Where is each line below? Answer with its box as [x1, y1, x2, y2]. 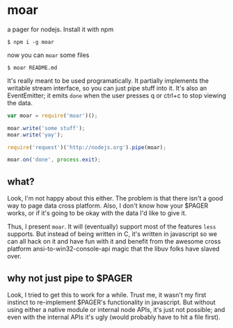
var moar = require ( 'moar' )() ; [7, 112, 98, 119]
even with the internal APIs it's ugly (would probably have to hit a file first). [7, 313, 220, 321]
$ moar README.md [7, 64, 58, 71]
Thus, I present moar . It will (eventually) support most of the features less [7, 222, 216, 231]
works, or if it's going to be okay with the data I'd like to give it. [7, 209, 187, 217]
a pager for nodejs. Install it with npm [7, 25, 114, 33]
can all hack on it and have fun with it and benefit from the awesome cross [7, 237, 221, 246]
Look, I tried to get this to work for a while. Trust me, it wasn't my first [7, 290, 207, 299]
